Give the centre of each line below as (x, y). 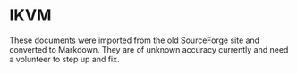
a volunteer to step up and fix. (64, 59)
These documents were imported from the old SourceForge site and (135, 40)
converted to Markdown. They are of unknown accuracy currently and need (149, 49)
